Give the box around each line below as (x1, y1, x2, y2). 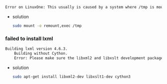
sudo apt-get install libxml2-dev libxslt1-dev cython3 (12, 74, 131, 79)
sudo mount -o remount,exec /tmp (12, 23, 82, 28)
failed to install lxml (5, 35, 53, 42)
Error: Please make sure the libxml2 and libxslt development (14, 55, 146, 61)
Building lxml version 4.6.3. (5, 46, 68, 52)
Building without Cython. (14, 51, 68, 56)
